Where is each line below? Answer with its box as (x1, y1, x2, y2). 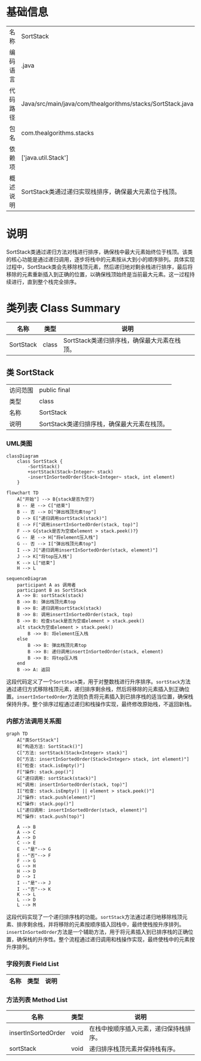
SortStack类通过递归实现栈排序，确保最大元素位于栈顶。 (21, 187, 181, 195)
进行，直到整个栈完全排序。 (11, 278, 80, 285)
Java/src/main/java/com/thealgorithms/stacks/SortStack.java (21, 100, 194, 108)
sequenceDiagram (6, 575, 47, 581)
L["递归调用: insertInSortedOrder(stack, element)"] (17, 807, 148, 813)
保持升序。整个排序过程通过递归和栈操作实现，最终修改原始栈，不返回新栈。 (6, 700, 195, 707)
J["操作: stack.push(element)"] (17, 795, 96, 801)
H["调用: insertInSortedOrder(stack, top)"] (17, 782, 128, 788)
